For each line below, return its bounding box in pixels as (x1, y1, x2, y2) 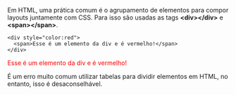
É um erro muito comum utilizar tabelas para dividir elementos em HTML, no (7, 73, 228, 80)
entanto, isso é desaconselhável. (7, 80, 103, 88)
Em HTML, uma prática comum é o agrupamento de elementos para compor (7, 6, 229, 14)
